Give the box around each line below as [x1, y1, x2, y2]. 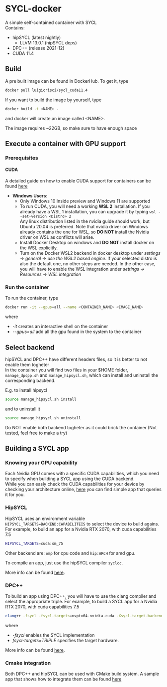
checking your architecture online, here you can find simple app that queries [5, 487, 162, 493]
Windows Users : [12, 193, 48, 199]
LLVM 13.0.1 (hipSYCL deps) [19, 39, 77, 45]
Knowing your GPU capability [5, 459, 78, 466]
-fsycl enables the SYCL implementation [12, 632, 95, 638]
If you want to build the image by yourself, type [5, 97, 102, 103]
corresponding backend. [5, 377, 56, 383]
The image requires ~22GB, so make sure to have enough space [5, 125, 137, 131]
